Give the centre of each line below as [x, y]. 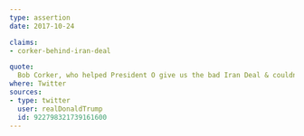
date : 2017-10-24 [42, 26]
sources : [26, 92]
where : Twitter [38, 84]
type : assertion [40, 18]
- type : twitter [40, 100]
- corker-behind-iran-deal [60, 50]
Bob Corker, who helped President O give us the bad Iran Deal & [143, 76]
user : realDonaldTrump [60, 109]
